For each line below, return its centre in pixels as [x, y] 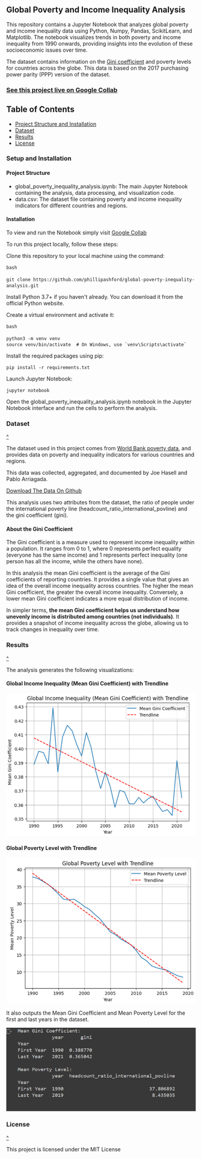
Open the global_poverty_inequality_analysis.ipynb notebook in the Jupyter [99, 402]
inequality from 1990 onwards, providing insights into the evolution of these [100, 43]
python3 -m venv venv [33, 338]
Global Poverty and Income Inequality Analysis [96, 10]
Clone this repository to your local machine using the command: [86, 255]
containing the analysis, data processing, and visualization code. [95, 192]
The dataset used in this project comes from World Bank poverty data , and [99, 448]
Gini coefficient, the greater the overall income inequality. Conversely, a [95, 592]
